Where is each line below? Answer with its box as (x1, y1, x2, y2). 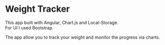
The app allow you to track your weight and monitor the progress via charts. (5, 34, 160, 40)
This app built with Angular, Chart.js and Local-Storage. (5, 20, 119, 25)
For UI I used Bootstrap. (5, 24, 54, 30)
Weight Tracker (5, 3, 70, 15)
